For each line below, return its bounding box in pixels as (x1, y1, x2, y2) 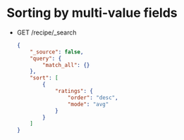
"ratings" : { (54, 88, 93, 95)
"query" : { (30, 55, 62, 62)
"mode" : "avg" (67, 101, 109, 108)
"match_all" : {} (42, 61, 90, 68)
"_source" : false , (30, 48, 84, 56)
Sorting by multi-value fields (6, 5, 178, 21)
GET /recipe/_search (16, 28, 77, 37)
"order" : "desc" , (67, 94, 118, 101)
